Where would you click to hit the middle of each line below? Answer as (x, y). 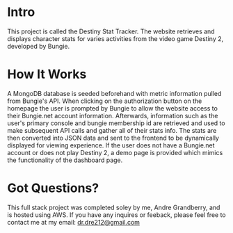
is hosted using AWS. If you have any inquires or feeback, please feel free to (116, 215)
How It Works (47, 74)
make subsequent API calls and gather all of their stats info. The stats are (112, 130)
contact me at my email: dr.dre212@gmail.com (74, 222)
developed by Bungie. (39, 46)
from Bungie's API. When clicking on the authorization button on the (105, 101)
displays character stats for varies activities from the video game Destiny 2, (115, 38)
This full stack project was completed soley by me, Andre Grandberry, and (114, 207)
